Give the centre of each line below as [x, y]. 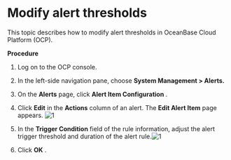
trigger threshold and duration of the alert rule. [84, 136]
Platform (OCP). [30, 39]
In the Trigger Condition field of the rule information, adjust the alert [116, 128]
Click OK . [32, 149]
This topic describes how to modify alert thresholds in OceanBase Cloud [112, 32]
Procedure [23, 53]
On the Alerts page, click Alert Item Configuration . [92, 94]
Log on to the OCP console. [57, 67]
